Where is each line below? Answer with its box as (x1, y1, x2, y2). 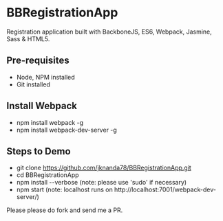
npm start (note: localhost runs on (16, 185, 113, 194)
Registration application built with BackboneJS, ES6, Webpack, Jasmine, (6, 27, 213, 36)
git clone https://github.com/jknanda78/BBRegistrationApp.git (16, 163, 192, 172)
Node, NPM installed (16, 73, 75, 81)
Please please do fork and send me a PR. (6, 206, 123, 214)
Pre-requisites (6, 55, 70, 67)
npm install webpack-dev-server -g (16, 126, 118, 134)
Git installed (16, 80, 51, 89)
